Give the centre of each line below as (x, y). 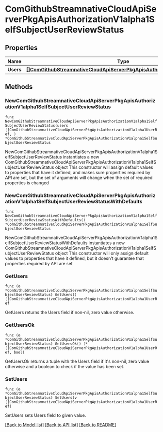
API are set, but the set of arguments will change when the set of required (79, 177)
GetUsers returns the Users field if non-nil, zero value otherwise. (70, 313)
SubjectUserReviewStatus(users (37, 125)
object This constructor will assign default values (104, 167)
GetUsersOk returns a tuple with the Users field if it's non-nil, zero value (77, 361)
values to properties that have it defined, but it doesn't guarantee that (74, 258)
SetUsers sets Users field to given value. (46, 415)
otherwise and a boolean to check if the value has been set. (65, 366)
